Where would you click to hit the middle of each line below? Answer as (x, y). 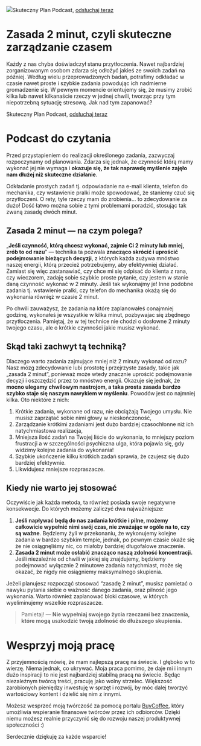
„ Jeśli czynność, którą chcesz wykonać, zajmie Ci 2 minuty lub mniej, (95, 245)
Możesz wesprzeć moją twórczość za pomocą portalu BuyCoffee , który (95, 706)
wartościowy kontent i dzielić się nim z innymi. (64, 694)
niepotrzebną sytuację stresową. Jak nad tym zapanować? (79, 102)
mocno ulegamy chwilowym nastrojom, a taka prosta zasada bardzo (94, 387)
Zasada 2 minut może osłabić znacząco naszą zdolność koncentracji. (104, 553)
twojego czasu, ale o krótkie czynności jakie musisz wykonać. (83, 327)
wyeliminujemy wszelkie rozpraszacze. (55, 603)
